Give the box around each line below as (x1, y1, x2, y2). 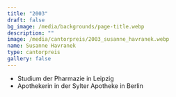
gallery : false (7, 55, 51, 62)
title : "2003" (7, 10, 49, 17)
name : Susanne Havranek (7, 42, 77, 49)
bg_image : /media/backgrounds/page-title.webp (7, 23, 145, 30)
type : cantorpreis (7, 49, 61, 56)
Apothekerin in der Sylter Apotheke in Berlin (17, 81, 144, 90)
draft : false (7, 17, 45, 24)
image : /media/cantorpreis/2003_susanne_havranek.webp (7, 36, 170, 43)
